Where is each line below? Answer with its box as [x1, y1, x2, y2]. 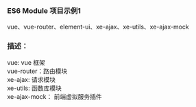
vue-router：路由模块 [7, 67, 68, 75]
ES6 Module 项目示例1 [7, 5, 81, 15]
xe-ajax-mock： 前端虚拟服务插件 [7, 92, 103, 100]
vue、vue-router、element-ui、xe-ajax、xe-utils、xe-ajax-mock [7, 22, 190, 31]
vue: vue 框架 [7, 58, 46, 66]
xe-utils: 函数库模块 [7, 84, 62, 92]
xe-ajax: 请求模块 [7, 75, 56, 83]
